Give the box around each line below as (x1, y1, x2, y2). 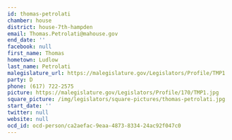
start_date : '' (7, 103, 52, 110)
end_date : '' (7, 37, 46, 44)
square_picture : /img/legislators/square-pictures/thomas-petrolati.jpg (7, 96, 226, 103)
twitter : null (7, 109, 49, 116)
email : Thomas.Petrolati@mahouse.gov (7, 30, 118, 37)
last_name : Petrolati (7, 63, 71, 70)
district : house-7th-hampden (7, 23, 93, 30)
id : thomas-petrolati (7, 10, 71, 18)
